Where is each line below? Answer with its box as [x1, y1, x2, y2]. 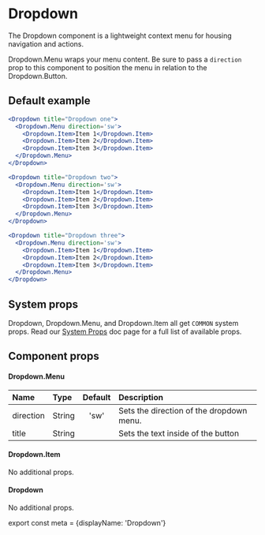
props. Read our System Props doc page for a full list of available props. [8, 327, 242, 336]
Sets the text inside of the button [118, 428, 239, 439]
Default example [8, 94, 91, 107]
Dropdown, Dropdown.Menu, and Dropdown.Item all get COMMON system [8, 318, 239, 327]
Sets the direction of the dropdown [118, 405, 248, 416]
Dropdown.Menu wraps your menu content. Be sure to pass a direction [8, 54, 242, 64]
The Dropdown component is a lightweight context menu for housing [8, 31, 233, 40]
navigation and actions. [8, 39, 84, 48]
